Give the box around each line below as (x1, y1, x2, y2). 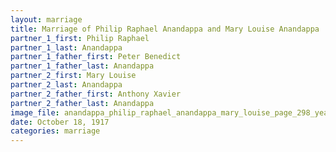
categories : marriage (10, 126, 101, 136)
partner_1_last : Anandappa (10, 42, 123, 53)
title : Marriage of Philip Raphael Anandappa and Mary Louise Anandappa (10, 24, 320, 34)
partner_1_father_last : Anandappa (10, 61, 155, 71)
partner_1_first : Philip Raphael (10, 33, 150, 43)
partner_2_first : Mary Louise (10, 71, 137, 81)
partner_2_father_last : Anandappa (10, 98, 155, 108)
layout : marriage (10, 14, 83, 25)
